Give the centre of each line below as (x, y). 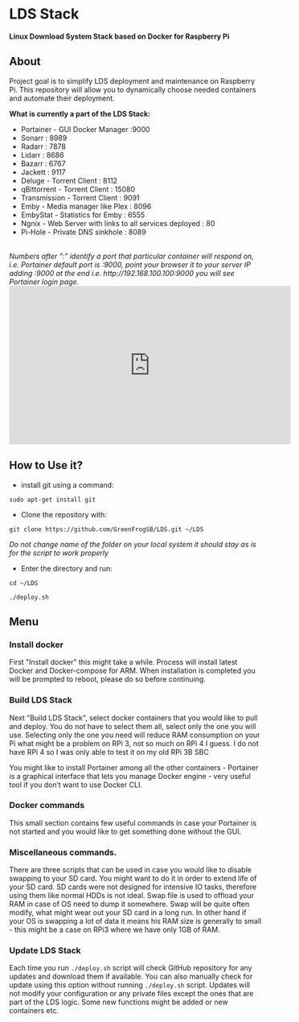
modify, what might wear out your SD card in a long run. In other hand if (128, 913)
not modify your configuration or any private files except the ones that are (131, 994)
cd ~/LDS (24, 583)
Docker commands (47, 806)
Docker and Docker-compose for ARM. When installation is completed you (132, 671)
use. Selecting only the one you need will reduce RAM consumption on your (135, 735)
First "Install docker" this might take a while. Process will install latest (123, 662)
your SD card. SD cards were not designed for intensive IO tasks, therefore (133, 887)
